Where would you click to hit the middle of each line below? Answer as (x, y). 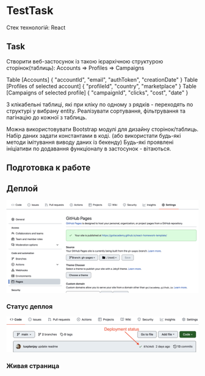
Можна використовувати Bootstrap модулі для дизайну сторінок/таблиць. (103, 129)
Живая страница (33, 366)
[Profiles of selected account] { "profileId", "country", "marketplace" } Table (102, 86)
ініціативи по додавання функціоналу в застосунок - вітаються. (89, 148)
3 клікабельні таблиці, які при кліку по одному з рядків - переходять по (100, 104)
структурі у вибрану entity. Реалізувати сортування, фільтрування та (96, 111)
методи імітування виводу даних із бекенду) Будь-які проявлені (90, 142)
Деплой (22, 189)
